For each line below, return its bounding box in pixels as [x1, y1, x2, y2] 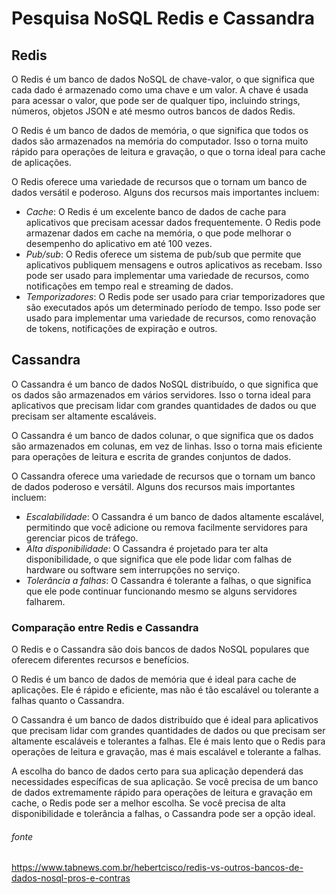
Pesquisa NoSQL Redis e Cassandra [11, 7, 316, 30]
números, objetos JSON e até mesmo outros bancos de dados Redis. [11, 105, 296, 117]
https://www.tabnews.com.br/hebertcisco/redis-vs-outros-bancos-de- [11, 862, 304, 874]
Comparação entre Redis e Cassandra [11, 620, 199, 634]
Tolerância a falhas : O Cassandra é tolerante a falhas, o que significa [25, 574, 312, 586]
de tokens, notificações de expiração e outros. [25, 323, 218, 334]
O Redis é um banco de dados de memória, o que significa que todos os [11, 125, 309, 136]
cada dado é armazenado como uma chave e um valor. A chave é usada [11, 84, 309, 96]
